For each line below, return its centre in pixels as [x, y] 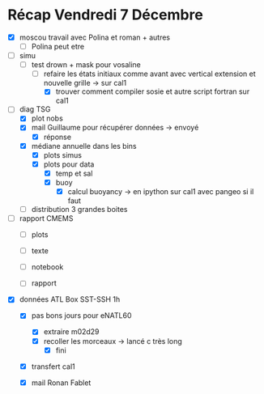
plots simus [63, 155]
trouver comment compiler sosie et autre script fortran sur [153, 91]
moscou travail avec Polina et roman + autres [95, 37]
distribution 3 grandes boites [79, 209]
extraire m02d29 [71, 332]
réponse [57, 137]
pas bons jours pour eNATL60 [81, 316]
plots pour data [69, 164]
